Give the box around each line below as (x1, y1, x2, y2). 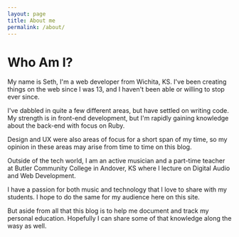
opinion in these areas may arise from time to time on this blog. (7, 143, 192, 151)
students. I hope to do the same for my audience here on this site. (7, 193, 201, 202)
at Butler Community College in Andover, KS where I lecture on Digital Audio (7, 164, 230, 172)
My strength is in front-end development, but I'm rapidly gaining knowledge (7, 114, 229, 123)
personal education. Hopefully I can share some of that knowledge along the (7, 214, 232, 223)
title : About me (7, 17, 55, 24)
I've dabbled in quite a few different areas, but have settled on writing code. (7, 106, 230, 115)
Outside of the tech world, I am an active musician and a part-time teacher (7, 157, 225, 165)
